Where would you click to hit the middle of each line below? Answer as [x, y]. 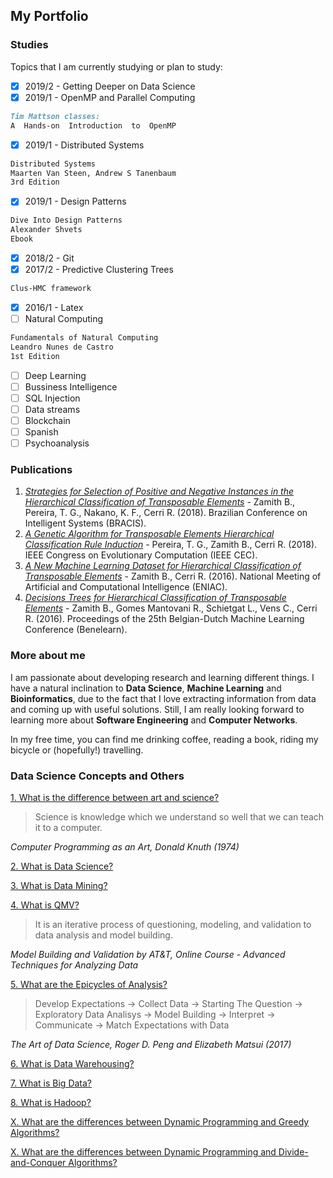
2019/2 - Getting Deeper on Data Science [110, 86]
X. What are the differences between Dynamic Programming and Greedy [160, 1122]
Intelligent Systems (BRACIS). [85, 523]
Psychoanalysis [57, 443]
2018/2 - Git [49, 258]
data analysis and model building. [103, 935]
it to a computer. [68, 828]
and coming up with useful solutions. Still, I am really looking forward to [157, 709]
